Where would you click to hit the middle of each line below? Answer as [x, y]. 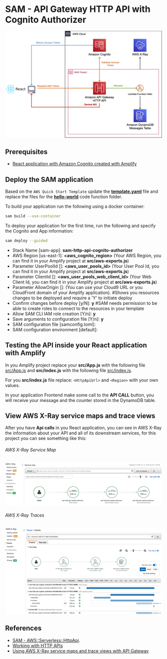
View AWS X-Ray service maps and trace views [80, 416]
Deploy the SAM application [49, 180]
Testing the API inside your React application [76, 345]
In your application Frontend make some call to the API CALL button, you [80, 395]
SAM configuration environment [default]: [55, 329]
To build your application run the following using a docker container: [75, 206]
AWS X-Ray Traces [25, 515]
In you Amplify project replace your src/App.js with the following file [75, 365]
